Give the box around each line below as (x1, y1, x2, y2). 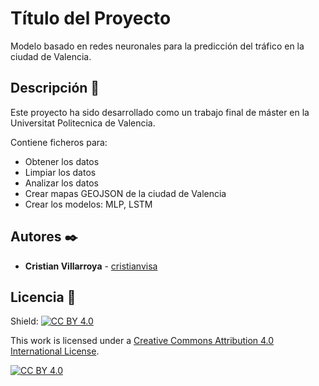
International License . (10, 345, 100, 357)
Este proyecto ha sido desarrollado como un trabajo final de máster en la (10, 106, 310, 118)
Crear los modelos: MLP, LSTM (24, 198, 153, 210)
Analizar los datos (24, 177, 99, 189)
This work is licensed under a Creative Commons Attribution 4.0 (10, 335, 275, 347)
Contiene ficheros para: (10, 136, 108, 148)
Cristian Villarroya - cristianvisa (24, 260, 158, 272)
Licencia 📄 (10, 288, 77, 306)
